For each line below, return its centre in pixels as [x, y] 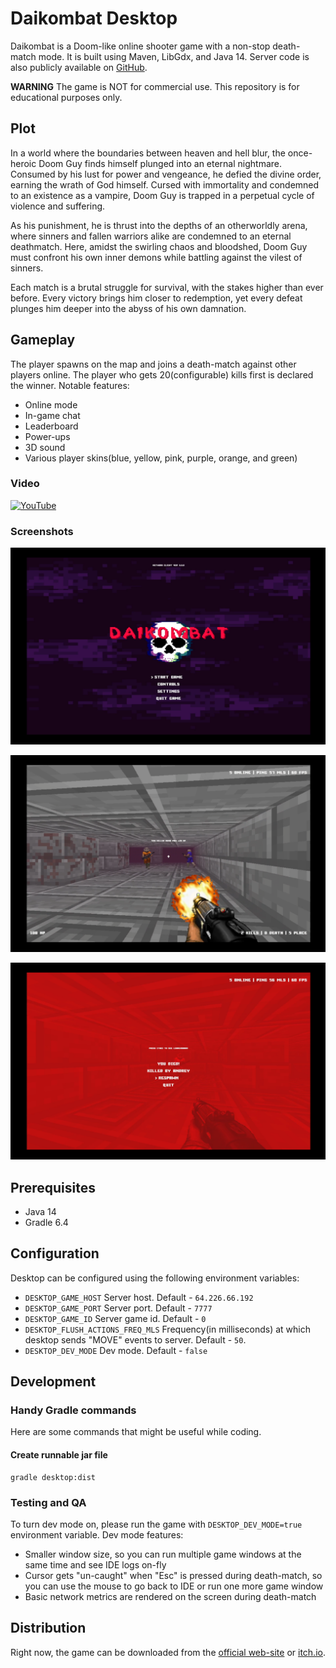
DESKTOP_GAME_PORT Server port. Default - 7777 [118, 1308]
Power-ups [47, 436]
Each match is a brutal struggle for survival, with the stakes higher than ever [167, 287]
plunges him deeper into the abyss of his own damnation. [128, 308]
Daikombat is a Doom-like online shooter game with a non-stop [140, 46]
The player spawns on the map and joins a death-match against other [153, 364]
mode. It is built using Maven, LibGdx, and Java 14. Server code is [174, 56]
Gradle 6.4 [46, 1222]
